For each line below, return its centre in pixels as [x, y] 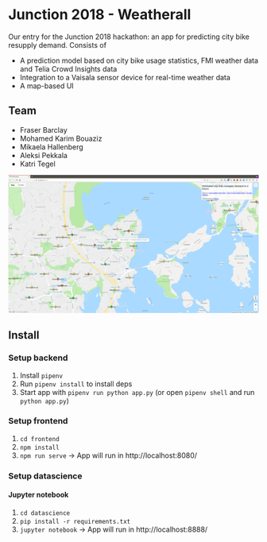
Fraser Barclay [43, 130]
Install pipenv [41, 375]
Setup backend [38, 358]
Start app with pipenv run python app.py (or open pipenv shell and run [137, 392]
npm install [39, 447]
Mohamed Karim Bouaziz [61, 138]
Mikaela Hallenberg [51, 147]
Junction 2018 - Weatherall [100, 15]
